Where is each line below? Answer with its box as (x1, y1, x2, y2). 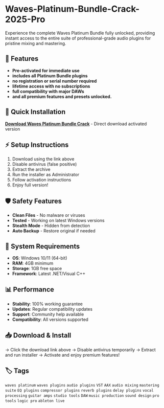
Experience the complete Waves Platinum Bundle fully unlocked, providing (5, 30, 155, 36)
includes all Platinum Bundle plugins (12, 72, 88, 79)
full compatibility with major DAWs (12, 88, 85, 94)
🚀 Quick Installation (5, 108, 66, 116)
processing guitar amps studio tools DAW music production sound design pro (5, 393, 160, 398)
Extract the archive (12, 166, 50, 172)
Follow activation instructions (12, 177, 71, 183)
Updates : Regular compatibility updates (12, 306, 93, 312)
